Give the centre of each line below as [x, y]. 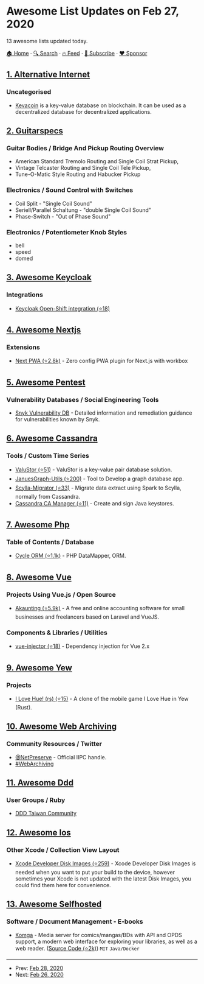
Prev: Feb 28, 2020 [39, 968]
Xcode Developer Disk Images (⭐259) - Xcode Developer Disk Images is [105, 863]
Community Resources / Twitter [54, 744]
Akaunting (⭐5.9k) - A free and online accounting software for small [100, 608]
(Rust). [23, 708]
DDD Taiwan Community [46, 814]
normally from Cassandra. [48, 496]
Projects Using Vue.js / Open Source [61, 594]
